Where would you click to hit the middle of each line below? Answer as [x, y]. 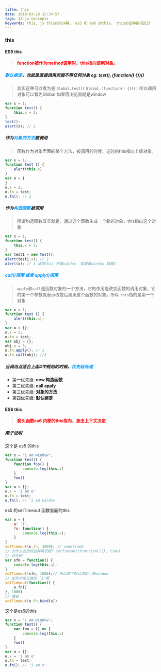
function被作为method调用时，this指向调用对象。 [67, 63]
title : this [17, 9]
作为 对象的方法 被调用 [26, 138]
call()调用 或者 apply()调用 [32, 275]
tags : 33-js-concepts [27, 18]
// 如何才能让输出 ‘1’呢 [27, 578]
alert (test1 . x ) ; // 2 [27, 259]
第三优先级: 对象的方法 [34, 392]
